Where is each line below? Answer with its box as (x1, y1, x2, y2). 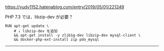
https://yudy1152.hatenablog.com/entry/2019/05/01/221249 (5, 4, 124, 10)
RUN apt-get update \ (5, 24, 49, 28)
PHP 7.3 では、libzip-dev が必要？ (5, 14, 73, 20)
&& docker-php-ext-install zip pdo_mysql (14, 37, 99, 42)
